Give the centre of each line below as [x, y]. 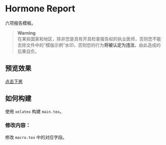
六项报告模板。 [20, 23]
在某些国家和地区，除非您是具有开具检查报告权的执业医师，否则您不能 [89, 39]
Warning [26, 33]
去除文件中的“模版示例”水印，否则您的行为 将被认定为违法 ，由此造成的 [89, 45]
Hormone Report [40, 9]
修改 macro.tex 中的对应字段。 [36, 137]
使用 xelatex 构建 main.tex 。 [35, 111]
